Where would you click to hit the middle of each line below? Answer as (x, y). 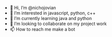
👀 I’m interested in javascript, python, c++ (53, 13)
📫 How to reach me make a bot (43, 29)
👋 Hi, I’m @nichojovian (33, 8)
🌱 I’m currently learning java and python (51, 18)
